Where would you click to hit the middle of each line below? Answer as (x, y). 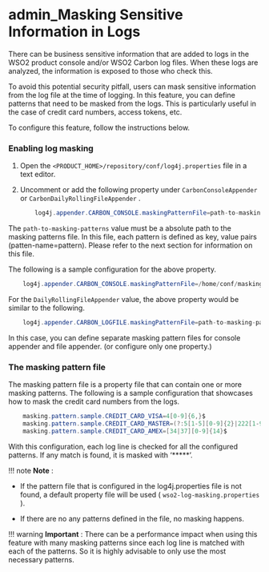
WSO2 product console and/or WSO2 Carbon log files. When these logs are (133, 62)
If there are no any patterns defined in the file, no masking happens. (132, 518)
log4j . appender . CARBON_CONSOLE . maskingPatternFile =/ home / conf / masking (143, 284)
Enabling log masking (51, 148)
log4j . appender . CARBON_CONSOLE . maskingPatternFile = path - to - (137, 213)
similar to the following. (47, 308)
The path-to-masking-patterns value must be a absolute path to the (120, 228)
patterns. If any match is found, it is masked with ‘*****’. (101, 455)
